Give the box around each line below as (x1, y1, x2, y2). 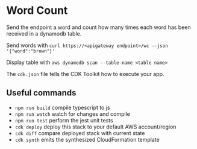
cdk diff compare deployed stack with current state (14, 129, 145, 136)
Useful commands (6, 88, 77, 98)
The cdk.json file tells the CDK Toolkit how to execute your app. (6, 70, 164, 77)
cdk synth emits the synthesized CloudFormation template (14, 136, 160, 143)
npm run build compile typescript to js (14, 104, 110, 111)
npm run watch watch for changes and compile (14, 110, 131, 118)
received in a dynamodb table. (6, 30, 82, 37)
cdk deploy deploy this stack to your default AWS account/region (14, 123, 177, 130)
